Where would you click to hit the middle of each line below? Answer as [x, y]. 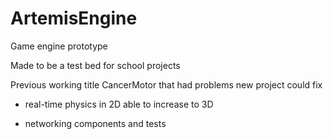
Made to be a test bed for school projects [95, 65]
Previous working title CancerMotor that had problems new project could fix [166, 84]
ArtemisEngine [74, 18]
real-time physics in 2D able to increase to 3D [119, 104]
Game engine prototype [59, 46]
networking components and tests [95, 123]
